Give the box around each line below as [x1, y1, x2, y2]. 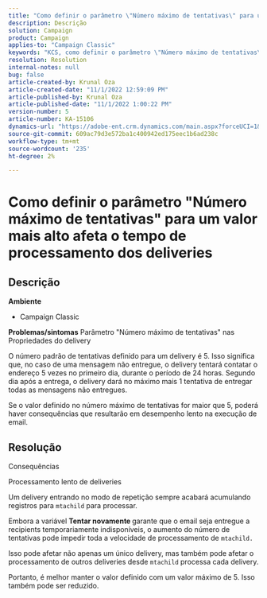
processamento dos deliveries [8, 244, 213, 262]
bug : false [8, 71, 44, 79]
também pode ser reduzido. [8, 581, 99, 591]
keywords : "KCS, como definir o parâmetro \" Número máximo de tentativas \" [8, 49, 265, 56]
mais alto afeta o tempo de [8, 227, 187, 245]
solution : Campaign [8, 26, 73, 34]
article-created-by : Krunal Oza [8, 78, 115, 86]
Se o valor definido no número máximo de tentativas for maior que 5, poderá [8, 401, 258, 410]
